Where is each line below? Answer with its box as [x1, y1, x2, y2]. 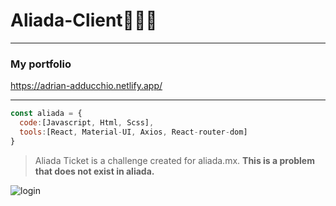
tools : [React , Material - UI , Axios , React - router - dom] [19, 127, 248, 137]
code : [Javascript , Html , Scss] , [19, 118, 155, 128]
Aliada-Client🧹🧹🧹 [10, 9, 158, 32]
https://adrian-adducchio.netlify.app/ [10, 80, 163, 92]
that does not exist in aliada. [34, 165, 155, 177]
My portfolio [10, 57, 72, 71]
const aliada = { [10, 109, 83, 119]
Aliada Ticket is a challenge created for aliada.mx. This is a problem [34, 154, 315, 166]
